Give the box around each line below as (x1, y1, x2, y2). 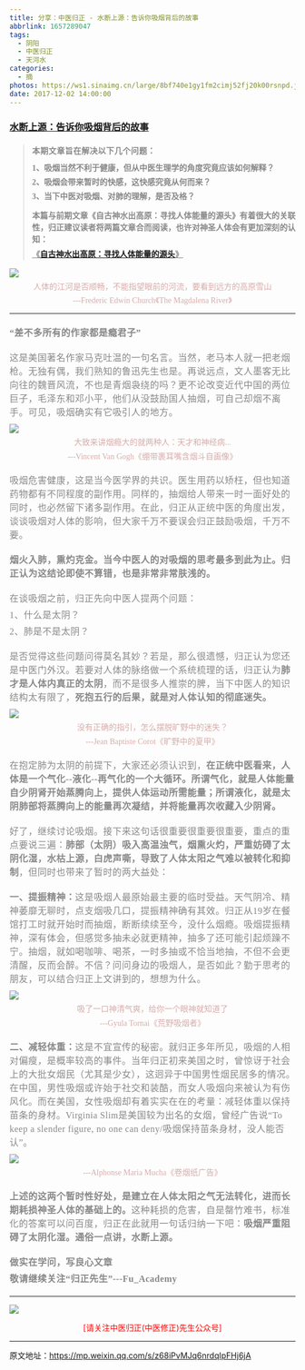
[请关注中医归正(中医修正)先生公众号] (83, 1323, 222, 1334)
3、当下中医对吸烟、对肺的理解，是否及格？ (31, 192, 195, 202)
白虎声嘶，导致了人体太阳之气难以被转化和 (93, 853, 281, 864)
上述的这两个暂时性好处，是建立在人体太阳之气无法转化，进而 (9, 1191, 281, 1202)
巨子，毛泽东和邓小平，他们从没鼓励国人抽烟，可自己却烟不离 (9, 393, 281, 404)
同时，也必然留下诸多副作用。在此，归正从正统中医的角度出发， (9, 502, 291, 513)
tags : (9, 30, 30, 39)
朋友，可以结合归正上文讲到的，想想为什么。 (9, 974, 207, 985)
